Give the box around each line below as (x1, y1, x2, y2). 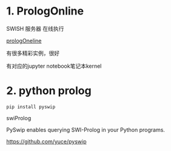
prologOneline (6, 37, 42, 44)
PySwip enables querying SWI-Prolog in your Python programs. (6, 126, 166, 133)
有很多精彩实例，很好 (6, 50, 59, 57)
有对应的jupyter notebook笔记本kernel (6, 62, 102, 69)
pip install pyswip (6, 104, 56, 110)
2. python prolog (6, 84, 92, 98)
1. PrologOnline (6, 4, 84, 18)
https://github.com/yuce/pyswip (6, 138, 87, 145)
